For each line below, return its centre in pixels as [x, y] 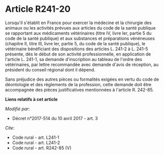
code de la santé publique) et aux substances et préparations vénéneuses [80, 38]
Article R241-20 [38, 9]
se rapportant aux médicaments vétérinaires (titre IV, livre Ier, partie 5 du [78, 33]
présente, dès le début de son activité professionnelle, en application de [78, 54]
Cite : [10, 128]
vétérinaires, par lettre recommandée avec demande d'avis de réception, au [82, 64]
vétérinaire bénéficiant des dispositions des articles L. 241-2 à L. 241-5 [77, 49]
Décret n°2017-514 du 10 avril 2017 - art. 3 [55, 118]
